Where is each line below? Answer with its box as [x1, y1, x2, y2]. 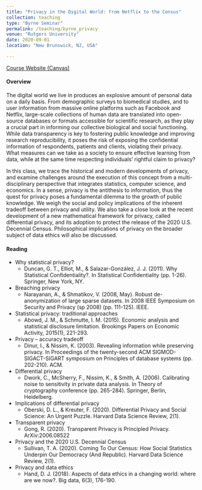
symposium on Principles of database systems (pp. [66, 355, 193, 362]
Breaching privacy [14, 284, 61, 291]
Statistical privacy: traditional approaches [14, 310, 118, 317]
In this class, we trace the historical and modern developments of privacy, [6, 167, 189, 175]
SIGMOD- [152, 348, 176, 356]
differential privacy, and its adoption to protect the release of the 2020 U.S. [6, 218, 192, 226]
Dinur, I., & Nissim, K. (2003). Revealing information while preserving [23, 342, 194, 349]
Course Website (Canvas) [6, 64, 70, 71]
